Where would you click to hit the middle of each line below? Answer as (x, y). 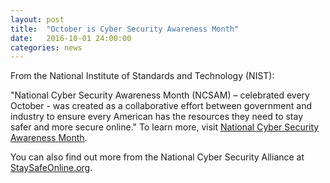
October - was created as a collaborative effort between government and (161, 106)
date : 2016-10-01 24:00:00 (71, 38)
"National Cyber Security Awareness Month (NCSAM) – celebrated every (160, 95)
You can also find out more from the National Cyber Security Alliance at (157, 157)
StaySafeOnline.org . (51, 168)
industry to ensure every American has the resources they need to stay (157, 117)
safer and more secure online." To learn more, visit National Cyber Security (165, 127)
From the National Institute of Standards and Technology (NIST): (142, 76)
